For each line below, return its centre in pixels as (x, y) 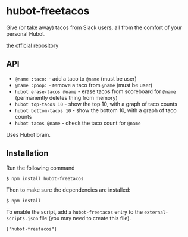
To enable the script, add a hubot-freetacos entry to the (75, 212)
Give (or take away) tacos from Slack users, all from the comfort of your (94, 27)
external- (156, 212)
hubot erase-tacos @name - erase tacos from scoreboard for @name (95, 91)
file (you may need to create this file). (85, 218)
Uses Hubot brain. (28, 134)
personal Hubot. (26, 33)
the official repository (32, 45)
